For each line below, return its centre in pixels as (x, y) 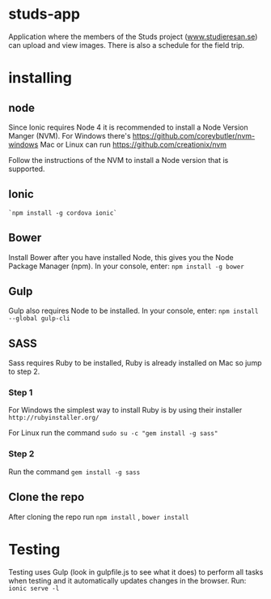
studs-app (44, 14)
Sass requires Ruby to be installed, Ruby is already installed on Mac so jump (135, 363)
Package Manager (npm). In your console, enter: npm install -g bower (126, 266)
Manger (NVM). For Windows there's (70, 135)
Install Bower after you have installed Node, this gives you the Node (121, 257)
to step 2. (24, 372)
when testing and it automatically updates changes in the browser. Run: (127, 580)
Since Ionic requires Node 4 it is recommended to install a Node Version (128, 127)
